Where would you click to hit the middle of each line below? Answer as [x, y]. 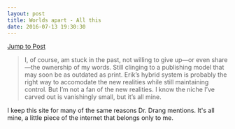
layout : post [26, 14]
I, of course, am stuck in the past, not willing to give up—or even [117, 60]
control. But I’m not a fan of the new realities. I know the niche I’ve [120, 90]
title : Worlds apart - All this [54, 20]
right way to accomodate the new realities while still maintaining [116, 82]
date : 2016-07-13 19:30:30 [47, 26]
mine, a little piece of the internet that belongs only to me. [90, 118]
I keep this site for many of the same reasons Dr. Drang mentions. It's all [111, 111]
